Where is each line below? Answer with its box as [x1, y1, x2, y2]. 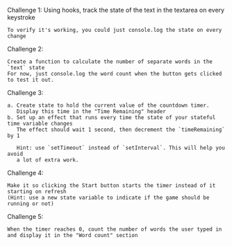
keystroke [7, 13, 36, 21]
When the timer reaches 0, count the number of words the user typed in [7, 226, 222, 233]
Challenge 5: [7, 213, 44, 220]
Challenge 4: [7, 169, 44, 177]
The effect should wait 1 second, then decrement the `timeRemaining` [16, 126, 226, 133]
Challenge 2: [7, 45, 44, 53]
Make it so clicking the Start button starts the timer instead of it [7, 182, 216, 189]
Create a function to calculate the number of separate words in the [7, 58, 213, 65]
